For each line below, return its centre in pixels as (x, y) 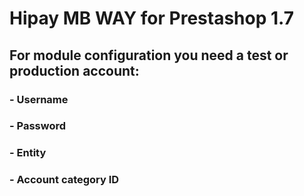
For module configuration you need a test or (149, 55)
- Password (38, 126)
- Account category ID (64, 180)
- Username (39, 99)
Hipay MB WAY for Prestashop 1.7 (151, 18)
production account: (74, 70)
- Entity (28, 153)
